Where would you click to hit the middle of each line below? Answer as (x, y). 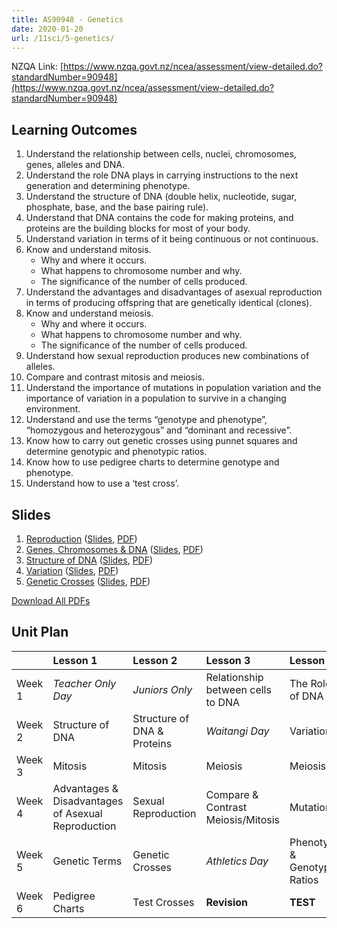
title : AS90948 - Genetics (67, 19)
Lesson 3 (228, 660)
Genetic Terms (87, 861)
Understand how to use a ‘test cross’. (102, 483)
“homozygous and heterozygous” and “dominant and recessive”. (159, 430)
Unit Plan (40, 632)
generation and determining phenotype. (108, 186)
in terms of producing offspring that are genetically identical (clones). (169, 303)
